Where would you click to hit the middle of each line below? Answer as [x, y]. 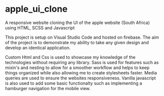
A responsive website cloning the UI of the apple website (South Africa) [78, 23]
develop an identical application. [38, 48]
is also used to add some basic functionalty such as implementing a [74, 83]
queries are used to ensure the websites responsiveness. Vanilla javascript [81, 78]
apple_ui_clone [36, 9]
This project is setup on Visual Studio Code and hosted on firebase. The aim [82, 37]
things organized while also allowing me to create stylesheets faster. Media [81, 72]
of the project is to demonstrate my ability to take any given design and [77, 42]
